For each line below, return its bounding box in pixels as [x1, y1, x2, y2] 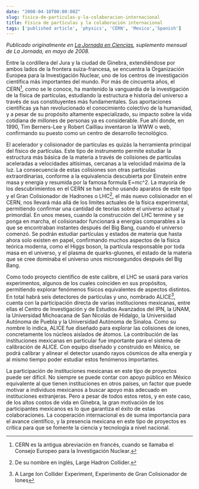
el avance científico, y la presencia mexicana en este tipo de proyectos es [6, 418, 187, 425]
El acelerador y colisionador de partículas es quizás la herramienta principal [6, 140, 191, 148]
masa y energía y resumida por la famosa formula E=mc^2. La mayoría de [6, 178, 185, 186]
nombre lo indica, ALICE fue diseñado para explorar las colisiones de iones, [6, 324, 191, 332]
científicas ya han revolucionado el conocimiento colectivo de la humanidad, [6, 104, 192, 111]
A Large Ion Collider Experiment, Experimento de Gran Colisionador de [14, 471, 187, 478]
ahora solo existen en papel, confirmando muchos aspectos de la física [6, 236, 181, 244]
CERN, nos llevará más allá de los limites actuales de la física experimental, [6, 199, 190, 206]
